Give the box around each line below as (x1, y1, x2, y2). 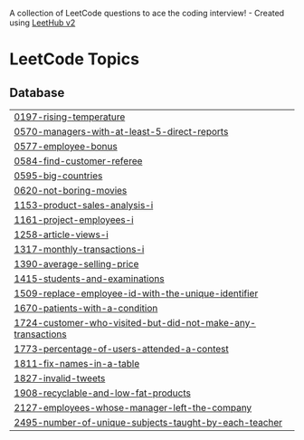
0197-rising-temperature (14, 110, 126, 123)
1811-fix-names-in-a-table (14, 358, 140, 369)
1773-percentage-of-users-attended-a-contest (14, 343, 229, 355)
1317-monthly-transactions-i (14, 244, 145, 255)
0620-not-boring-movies (14, 185, 128, 196)
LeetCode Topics (9, 49, 140, 70)
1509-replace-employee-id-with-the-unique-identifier (14, 287, 259, 300)
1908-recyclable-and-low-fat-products (14, 387, 192, 399)
